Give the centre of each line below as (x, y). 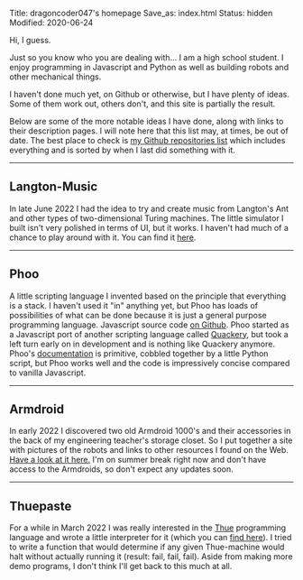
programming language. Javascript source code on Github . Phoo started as (150, 325)
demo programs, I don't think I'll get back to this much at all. (121, 566)
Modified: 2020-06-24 (51, 23)
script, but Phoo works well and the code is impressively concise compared (150, 363)
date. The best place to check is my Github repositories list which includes (147, 140)
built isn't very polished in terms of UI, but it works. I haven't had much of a (149, 227)
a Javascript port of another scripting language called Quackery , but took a (149, 334)
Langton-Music (54, 187)
